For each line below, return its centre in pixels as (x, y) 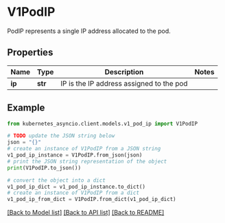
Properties (30, 52)
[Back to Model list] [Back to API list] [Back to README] (86, 213)
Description (124, 71)
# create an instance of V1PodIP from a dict (73, 193)
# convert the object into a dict (57, 180)
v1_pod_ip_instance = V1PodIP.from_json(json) (75, 155)
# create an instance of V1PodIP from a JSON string (84, 149)
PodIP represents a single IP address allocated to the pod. (89, 31)
